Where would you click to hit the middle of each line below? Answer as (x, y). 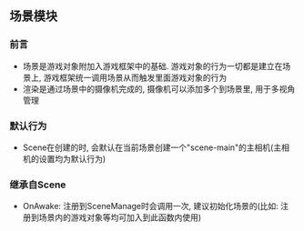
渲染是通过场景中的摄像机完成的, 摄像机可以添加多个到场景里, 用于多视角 (159, 88)
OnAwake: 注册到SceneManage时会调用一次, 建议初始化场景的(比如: (151, 206)
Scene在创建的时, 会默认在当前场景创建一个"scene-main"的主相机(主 (152, 147)
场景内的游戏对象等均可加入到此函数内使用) (120, 217)
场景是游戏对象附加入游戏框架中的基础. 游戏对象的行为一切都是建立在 (152, 65)
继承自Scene (38, 185)
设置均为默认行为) (72, 158)
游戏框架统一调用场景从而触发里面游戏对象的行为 (135, 77)
